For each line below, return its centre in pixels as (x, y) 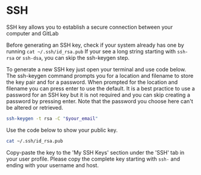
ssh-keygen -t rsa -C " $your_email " (52, 118)
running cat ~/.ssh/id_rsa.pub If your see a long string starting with (91, 51)
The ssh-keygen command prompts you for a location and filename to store (100, 76)
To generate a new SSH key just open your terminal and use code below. (96, 69)
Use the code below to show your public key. (62, 130)
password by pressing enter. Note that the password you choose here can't (100, 101)
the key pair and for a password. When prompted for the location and (92, 82)
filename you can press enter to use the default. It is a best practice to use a (101, 88)
